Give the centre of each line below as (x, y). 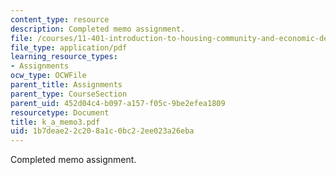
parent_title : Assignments (66, 85)
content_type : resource (60, 19)
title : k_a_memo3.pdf (55, 122)
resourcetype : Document (60, 112)
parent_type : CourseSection (69, 94)
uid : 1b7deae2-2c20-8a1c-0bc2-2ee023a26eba (102, 131)
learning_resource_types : (64, 57)
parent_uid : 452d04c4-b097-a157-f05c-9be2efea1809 (118, 103)
